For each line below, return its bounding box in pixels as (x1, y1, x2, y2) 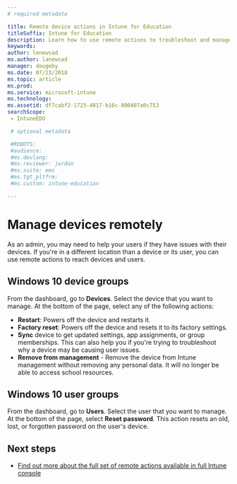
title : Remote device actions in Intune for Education (7, 23, 172, 30)
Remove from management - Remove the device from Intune (17, 353, 196, 361)
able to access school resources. (17, 368, 114, 377)
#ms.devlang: (10, 153, 49, 161)
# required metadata (7, 10, 68, 18)
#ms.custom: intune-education (10, 180, 99, 187)
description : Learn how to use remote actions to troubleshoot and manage (7, 36, 232, 43)
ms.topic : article (7, 76, 61, 83)
